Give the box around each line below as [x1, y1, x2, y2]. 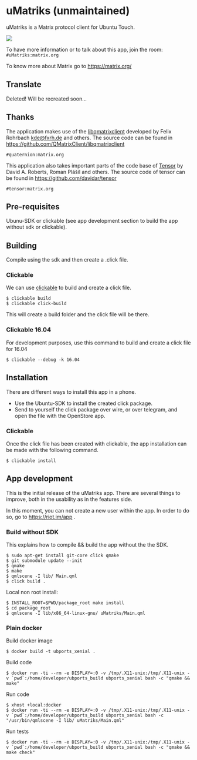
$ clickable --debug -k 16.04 [6, 357, 80, 363]
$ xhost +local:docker [6, 702, 62, 708]
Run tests [6, 728, 29, 735]
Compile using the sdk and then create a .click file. [6, 256, 128, 263]
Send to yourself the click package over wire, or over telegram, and [14, 406, 178, 413]
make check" [6, 749, 35, 756]
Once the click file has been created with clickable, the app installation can [6, 440, 187, 447]
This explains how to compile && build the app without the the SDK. [6, 541, 169, 548]
